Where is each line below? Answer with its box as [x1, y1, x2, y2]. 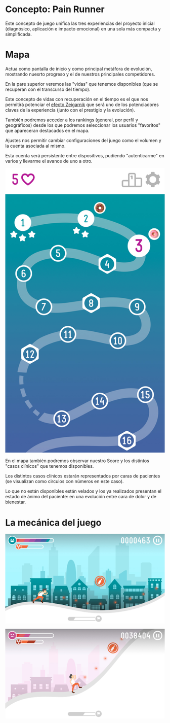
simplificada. [5, 31, 32, 37]
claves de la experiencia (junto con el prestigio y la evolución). [5, 107, 136, 113]
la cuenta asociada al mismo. [5, 143, 66, 149]
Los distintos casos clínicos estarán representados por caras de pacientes [5, 473, 160, 479]
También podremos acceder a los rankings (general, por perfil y [5, 117, 138, 123]
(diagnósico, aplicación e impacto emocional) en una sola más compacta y [5, 25, 161, 31]
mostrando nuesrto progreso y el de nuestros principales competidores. [5, 71, 155, 77]
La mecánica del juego [5, 517, 102, 528]
